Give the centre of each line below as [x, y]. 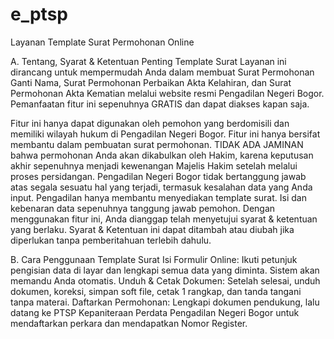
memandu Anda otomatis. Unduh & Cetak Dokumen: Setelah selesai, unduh [165, 280]
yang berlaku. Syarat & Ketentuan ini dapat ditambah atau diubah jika [152, 229]
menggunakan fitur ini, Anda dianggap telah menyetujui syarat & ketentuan [164, 219]
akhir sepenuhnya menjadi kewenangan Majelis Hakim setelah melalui [154, 165]
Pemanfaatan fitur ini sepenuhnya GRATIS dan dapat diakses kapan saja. [160, 104]
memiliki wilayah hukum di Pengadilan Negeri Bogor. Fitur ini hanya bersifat [165, 134]
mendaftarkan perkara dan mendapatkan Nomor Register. [129, 323]
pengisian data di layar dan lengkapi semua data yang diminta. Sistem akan [165, 270]
